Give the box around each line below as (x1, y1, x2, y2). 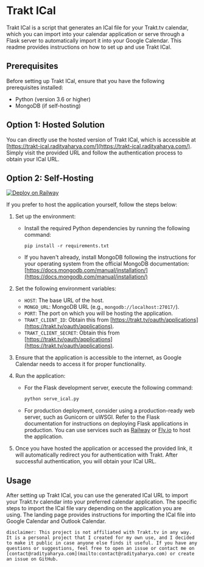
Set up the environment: (15, 213, 76, 220)
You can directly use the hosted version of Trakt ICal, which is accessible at (6, 135, 196, 143)
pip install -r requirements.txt (24, 243, 110, 249)
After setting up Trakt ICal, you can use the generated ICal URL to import (6, 492, 189, 499)
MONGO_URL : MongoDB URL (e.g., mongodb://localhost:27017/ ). (24, 303, 180, 311)
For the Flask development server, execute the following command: (24, 384, 193, 391)
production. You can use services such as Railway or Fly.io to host (24, 427, 191, 434)
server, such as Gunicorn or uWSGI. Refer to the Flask (24, 413, 160, 421)
